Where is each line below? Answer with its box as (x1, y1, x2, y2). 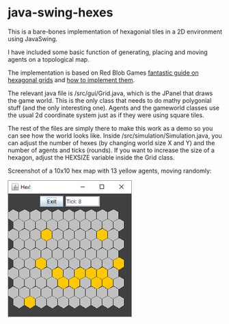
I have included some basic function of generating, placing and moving (8, 48, 208, 56)
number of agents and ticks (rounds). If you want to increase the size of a (8, 146, 215, 154)
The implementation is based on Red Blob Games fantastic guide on (8, 68, 199, 77)
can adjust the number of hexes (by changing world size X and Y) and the (8, 138, 215, 147)
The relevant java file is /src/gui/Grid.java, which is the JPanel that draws (8, 89, 213, 97)
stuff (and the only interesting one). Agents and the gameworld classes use (8, 103, 220, 112)
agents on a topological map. (8, 55, 90, 63)
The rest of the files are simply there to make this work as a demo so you (8, 124, 213, 132)
